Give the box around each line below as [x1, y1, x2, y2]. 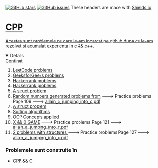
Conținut [5, 58, 23, 63]
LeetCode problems [12, 67, 53, 73]
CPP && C [12, 158, 33, 164]
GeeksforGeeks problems [12, 72, 64, 78]
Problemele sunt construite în [5, 147, 77, 153]
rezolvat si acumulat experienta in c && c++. [5, 43, 94, 49]
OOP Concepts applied [12, 114, 59, 120]
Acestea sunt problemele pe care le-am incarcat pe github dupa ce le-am [5, 38, 153, 43]
